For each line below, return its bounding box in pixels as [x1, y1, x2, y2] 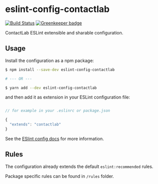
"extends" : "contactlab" [9, 122, 61, 127]
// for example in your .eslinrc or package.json [5, 108, 111, 113]
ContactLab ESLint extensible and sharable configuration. [5, 29, 124, 35]
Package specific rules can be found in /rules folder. [5, 173, 114, 179]
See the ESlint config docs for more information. [5, 135, 104, 141]
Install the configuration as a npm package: [5, 57, 94, 63]
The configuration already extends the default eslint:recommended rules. [5, 163, 154, 169]
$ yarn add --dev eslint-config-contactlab [5, 85, 97, 90]
